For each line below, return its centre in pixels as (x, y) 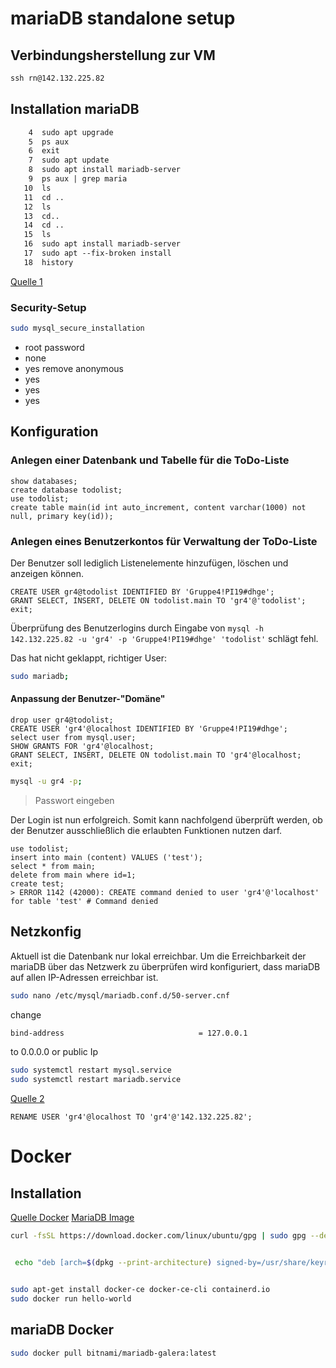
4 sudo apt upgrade (71, 132)
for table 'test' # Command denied (84, 901)
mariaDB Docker (62, 1330)
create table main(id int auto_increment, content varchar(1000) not (158, 507)
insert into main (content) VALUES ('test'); (106, 857)
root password (54, 347)
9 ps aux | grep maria (78, 179)
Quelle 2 (27, 1099)
